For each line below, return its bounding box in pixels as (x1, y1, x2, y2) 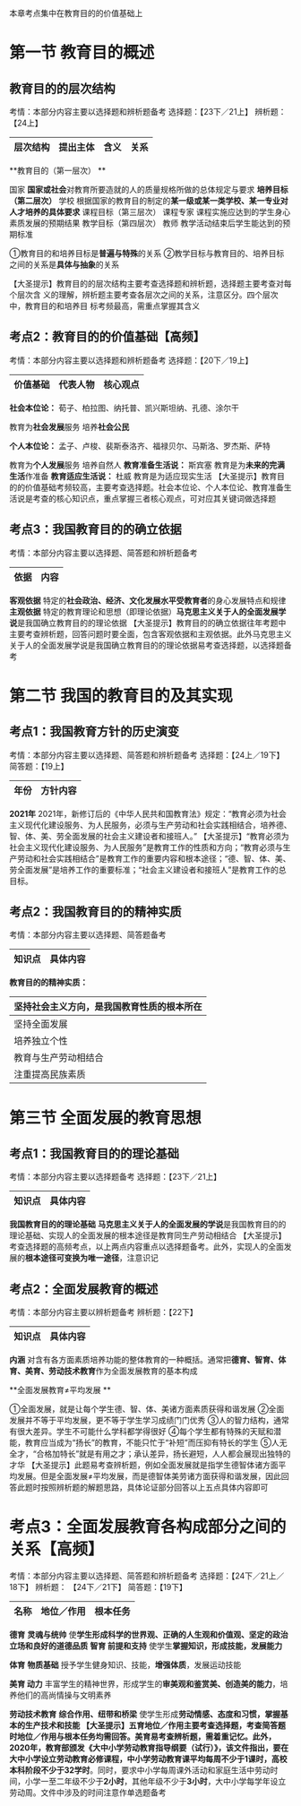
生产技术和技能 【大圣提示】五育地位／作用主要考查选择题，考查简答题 (24, 1720, 287, 1731)
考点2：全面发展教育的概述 (9, 1281, 159, 1296)
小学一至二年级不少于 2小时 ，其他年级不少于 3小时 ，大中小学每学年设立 (24, 1776, 287, 1787)
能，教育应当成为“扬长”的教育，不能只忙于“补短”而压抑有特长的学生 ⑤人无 (9, 1437, 288, 1449)
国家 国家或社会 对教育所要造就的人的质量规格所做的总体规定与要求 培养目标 (9, 185, 288, 194)
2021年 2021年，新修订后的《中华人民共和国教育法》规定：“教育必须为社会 (9, 808, 287, 819)
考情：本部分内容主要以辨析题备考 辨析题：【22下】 (9, 1307, 199, 1318)
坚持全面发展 (13, 1018, 69, 1030)
